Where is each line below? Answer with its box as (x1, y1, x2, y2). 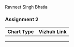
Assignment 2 (5, 16, 39, 23)
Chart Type (7, 28, 34, 35)
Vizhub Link (38, 28, 67, 35)
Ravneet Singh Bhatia (5, 4, 48, 10)
